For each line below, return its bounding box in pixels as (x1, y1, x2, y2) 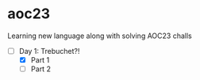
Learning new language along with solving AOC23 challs (7, 31, 192, 40)
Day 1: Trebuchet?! (18, 46, 80, 55)
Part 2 (30, 64, 51, 74)
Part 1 (30, 55, 50, 64)
